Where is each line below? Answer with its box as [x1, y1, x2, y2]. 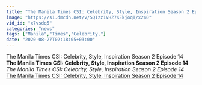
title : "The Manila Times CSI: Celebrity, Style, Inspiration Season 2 [6, 8, 189, 15]
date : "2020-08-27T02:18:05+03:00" [6, 37, 96, 42]
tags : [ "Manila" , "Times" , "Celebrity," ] [6, 31, 106, 37]
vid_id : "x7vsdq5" [6, 20, 52, 26]
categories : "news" [6, 25, 55, 32]
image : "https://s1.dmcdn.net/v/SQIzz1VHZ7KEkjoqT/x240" [6, 14, 152, 20]
